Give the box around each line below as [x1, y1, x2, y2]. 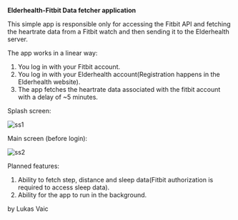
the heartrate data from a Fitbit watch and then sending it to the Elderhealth [7, 28, 230, 36]
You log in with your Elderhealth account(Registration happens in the [17, 70, 220, 78]
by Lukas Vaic [7, 204, 49, 213]
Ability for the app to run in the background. [17, 191, 147, 199]
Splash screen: [7, 107, 51, 115]
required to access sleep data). [17, 183, 110, 192]
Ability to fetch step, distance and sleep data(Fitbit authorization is [17, 176, 214, 184]
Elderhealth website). [17, 78, 81, 86]
